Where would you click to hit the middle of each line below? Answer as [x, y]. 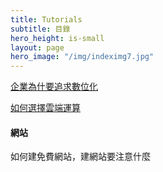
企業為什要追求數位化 [54, 87]
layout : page [37, 47]
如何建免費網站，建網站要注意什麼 [80, 157]
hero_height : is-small [57, 38]
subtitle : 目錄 [40, 29]
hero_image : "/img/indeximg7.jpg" [82, 57]
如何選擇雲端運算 [45, 108]
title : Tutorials [46, 19]
